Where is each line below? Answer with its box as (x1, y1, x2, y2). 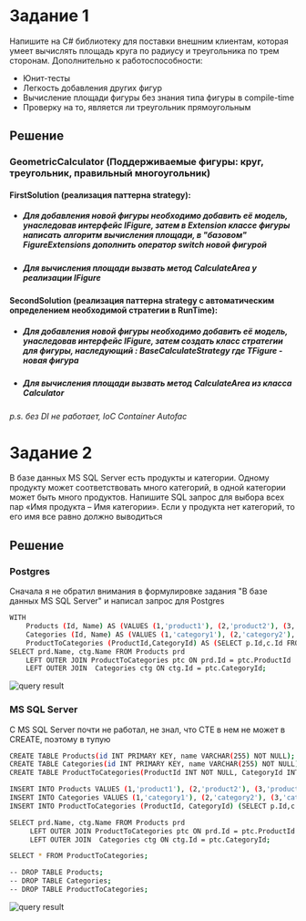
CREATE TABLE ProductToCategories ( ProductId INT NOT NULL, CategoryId (9, 768, 283, 778)
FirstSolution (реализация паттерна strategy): (9, 189, 191, 201)
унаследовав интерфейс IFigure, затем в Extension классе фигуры (22, 220, 291, 231)
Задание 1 (9, 5, 89, 26)
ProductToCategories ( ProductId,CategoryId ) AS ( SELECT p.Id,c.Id (25, 638, 283, 647)
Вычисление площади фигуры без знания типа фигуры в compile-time (22, 92, 294, 103)
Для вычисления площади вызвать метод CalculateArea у (22, 262, 258, 274)
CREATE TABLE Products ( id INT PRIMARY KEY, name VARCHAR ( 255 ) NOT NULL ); (9, 751, 296, 761)
